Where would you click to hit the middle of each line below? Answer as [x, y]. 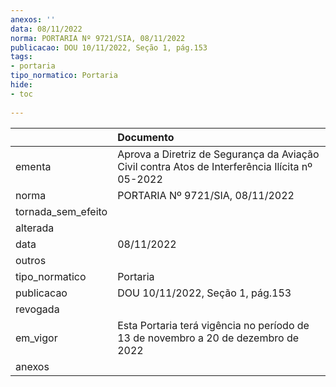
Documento [146, 137]
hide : [21, 85]
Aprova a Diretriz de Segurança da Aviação [218, 154]
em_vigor [36, 338]
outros [31, 260]
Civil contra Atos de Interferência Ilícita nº [215, 166]
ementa [33, 166]
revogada [37, 309]
